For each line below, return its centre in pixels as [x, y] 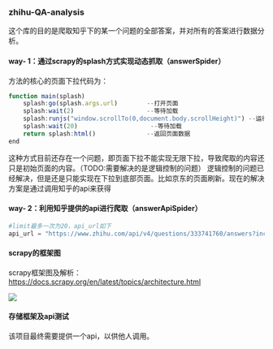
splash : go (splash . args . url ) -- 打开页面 [101, 104]
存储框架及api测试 [39, 317]
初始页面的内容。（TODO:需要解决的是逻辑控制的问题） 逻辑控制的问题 [140, 168]
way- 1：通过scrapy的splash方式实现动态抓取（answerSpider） [117, 61]
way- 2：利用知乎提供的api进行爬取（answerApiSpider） [105, 209]
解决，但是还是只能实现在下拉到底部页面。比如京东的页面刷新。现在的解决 [140, 178]
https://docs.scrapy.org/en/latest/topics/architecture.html [105, 282]
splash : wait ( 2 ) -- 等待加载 [101, 111]
